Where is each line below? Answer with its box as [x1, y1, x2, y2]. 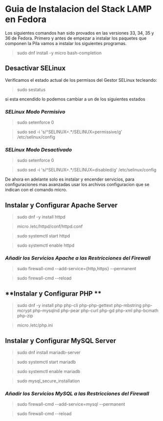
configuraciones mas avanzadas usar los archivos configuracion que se [5, 182, 150, 187]
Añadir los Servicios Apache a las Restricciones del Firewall [5, 255, 151, 261]
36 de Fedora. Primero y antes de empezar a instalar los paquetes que [5, 35, 147, 41]
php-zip [17, 313, 33, 319]
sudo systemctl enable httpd [17, 242, 75, 248]
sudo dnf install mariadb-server [17, 350, 81, 355]
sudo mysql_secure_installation [17, 378, 80, 384]
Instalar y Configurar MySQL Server [5, 336, 116, 345]
